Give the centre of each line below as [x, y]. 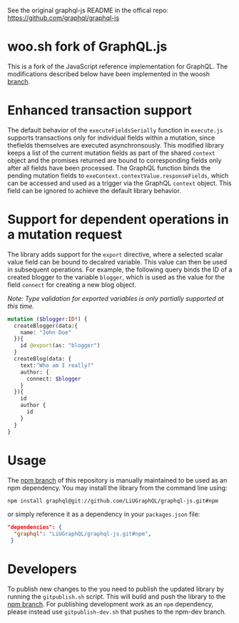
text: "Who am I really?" [57, 365]
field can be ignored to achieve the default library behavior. [95, 190]
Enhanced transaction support [100, 110]
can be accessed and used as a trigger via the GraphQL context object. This [119, 183]
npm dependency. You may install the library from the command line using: [117, 488]
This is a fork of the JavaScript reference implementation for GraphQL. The [118, 66]
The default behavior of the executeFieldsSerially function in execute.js [115, 130]
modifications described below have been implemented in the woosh [109, 73]
